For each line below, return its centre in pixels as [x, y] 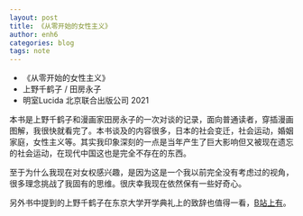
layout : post [34, 18]
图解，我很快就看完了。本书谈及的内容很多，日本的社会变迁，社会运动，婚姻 [151, 130]
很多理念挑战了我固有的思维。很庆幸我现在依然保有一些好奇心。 [128, 184]
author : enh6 [34, 34]
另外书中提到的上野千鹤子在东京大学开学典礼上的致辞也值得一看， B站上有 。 [150, 202]
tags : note [30, 51]
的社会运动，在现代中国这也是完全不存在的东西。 [100, 153]
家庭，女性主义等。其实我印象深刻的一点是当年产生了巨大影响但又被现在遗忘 [151, 142]
